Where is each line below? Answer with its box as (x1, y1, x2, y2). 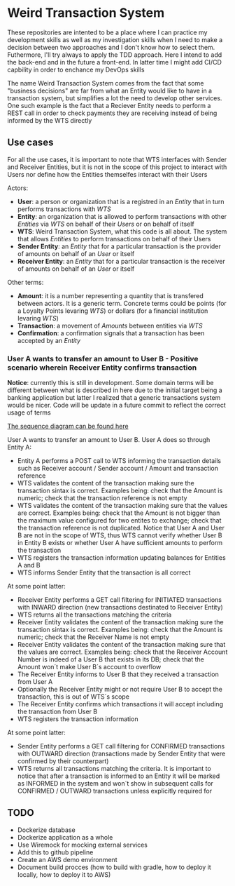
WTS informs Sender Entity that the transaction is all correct (17, 568, 191, 577)
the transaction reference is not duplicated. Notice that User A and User (17, 524, 225, 532)
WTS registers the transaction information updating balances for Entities (17, 553, 226, 562)
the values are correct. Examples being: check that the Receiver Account (17, 647, 228, 657)
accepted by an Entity (17, 336, 81, 344)
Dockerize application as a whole (17, 833, 113, 841)
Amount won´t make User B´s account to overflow (17, 663, 162, 671)
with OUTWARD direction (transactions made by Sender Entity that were (17, 749, 226, 758)
